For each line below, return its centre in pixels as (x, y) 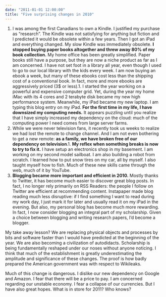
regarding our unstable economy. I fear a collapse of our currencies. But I (80, 284)
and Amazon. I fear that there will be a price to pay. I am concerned (74, 278)
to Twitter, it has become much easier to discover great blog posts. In (83, 180)
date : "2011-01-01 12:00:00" (35, 10)
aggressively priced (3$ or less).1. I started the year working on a (79, 86)
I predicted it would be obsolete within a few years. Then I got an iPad (83, 39)
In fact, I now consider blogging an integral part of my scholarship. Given (87, 212)
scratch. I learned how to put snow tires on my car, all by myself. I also (84, 160)
